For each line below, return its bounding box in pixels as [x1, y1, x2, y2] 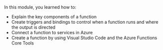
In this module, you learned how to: [4, 4, 77, 10]
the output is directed [11, 24, 56, 30]
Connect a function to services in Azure [11, 30, 93, 35]
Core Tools [11, 40, 34, 46]
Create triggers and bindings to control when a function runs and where [11, 19, 159, 25]
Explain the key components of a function [11, 14, 97, 19]
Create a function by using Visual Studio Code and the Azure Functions [11, 35, 157, 41]
